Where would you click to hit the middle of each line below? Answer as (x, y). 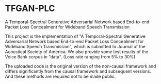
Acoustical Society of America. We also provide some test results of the (77, 52)
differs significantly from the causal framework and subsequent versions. (78, 71)
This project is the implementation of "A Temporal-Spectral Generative (75, 36)
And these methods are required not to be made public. (60, 76)
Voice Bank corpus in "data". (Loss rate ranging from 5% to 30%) (70, 56)
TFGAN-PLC (30, 8)
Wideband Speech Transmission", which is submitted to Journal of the (75, 46)
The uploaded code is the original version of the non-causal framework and (80, 66)
